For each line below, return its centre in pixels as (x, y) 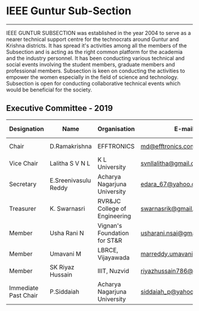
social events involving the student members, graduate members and (91, 64)
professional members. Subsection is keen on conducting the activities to (96, 71)
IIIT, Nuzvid (113, 271)
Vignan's (110, 226)
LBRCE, (108, 250)
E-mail (184, 129)
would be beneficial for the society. (49, 90)
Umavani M (65, 253)
